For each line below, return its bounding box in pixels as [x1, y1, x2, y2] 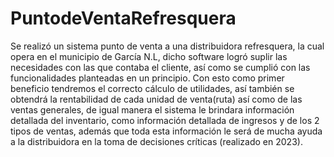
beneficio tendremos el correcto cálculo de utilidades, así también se [10, 82, 295, 94]
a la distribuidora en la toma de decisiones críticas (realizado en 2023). [10, 135, 303, 147]
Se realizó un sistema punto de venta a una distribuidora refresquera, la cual [10, 40, 325, 52]
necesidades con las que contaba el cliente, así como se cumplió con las [10, 61, 311, 73]
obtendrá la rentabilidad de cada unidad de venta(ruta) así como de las [10, 93, 303, 105]
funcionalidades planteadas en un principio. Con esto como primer [10, 72, 285, 84]
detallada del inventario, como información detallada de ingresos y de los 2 [10, 114, 320, 126]
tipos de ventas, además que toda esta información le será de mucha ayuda [10, 125, 323, 137]
